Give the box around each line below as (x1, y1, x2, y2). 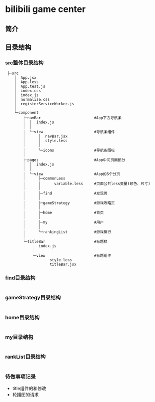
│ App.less (14, 80, 39, 85)
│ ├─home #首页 (23, 210, 104, 215)
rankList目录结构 (5, 353, 46, 360)
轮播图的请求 (12, 392, 39, 398)
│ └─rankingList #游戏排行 (23, 229, 112, 235)
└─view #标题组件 (31, 253, 112, 258)
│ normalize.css (14, 97, 50, 102)
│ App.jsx (14, 75, 37, 80)
